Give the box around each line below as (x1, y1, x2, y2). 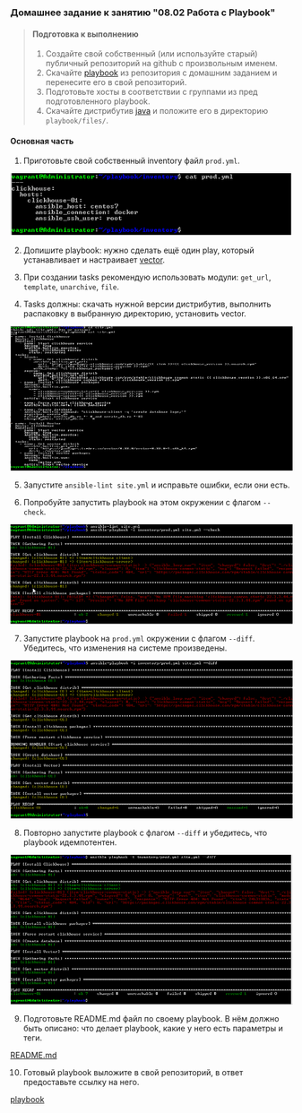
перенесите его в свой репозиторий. (45, 77, 187, 88)
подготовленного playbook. (45, 96, 151, 107)
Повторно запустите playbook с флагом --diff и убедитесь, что (22, 827, 268, 838)
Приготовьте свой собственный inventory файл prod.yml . (22, 155, 240, 167)
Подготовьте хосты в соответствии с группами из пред (45, 87, 258, 98)
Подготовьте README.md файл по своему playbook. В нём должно (22, 1014, 280, 1023)
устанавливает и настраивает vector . (22, 255, 165, 265)
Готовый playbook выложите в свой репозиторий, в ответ (22, 1067, 244, 1077)
